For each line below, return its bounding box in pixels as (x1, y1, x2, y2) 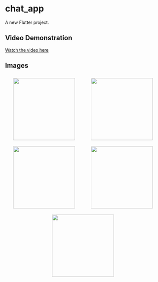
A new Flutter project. (5, 19, 49, 25)
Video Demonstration (5, 34, 73, 42)
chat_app (5, 3, 44, 14)
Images (5, 62, 29, 70)
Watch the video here (5, 47, 49, 53)
